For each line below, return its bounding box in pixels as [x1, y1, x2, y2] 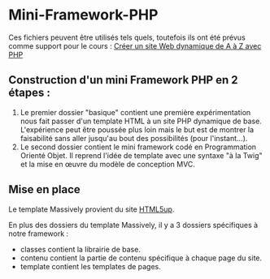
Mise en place [8, 182, 81, 196]
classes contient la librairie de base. [20, 244, 141, 254]
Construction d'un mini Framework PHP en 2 [8, 73, 238, 87]
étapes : [8, 86, 50, 100]
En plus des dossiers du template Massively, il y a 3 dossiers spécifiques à [8, 220, 259, 230]
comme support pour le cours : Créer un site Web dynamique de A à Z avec [8, 41, 262, 50]
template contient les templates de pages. [20, 261, 161, 271]
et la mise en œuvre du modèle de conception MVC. [20, 159, 195, 169]
